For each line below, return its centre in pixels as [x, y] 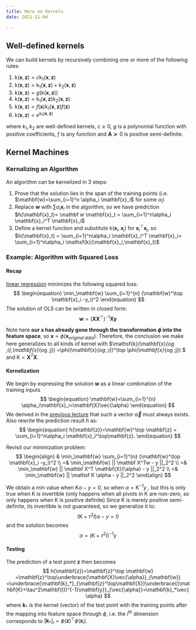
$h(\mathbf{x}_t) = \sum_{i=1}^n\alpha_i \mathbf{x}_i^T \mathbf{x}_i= [98, 235]
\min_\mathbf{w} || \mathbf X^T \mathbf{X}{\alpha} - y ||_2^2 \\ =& [98, 469]
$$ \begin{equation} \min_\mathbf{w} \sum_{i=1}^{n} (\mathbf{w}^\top [98, 293]
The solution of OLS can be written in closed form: [66, 309]
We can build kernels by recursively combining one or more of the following [97, 60]
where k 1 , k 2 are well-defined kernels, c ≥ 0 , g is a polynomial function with [96, 127]
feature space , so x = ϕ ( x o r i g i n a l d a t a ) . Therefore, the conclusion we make [95, 337]
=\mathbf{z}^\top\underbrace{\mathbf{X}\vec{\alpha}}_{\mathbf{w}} [98, 577]
